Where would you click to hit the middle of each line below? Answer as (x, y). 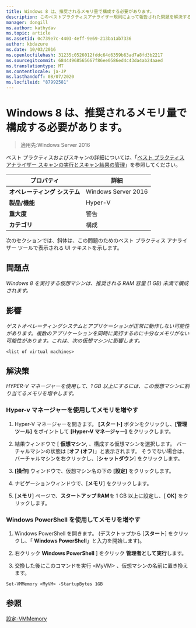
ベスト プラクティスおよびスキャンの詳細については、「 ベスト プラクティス (95, 157)
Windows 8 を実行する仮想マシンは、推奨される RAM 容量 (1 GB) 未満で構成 (97, 283)
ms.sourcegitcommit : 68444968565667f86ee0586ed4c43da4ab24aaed (85, 60)
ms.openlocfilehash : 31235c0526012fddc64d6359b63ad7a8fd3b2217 (85, 55)
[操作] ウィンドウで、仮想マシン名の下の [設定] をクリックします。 (94, 471)
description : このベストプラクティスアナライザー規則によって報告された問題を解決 (94, 17)
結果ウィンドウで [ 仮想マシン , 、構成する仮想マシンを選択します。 (95, 444)
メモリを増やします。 (52, 393)
